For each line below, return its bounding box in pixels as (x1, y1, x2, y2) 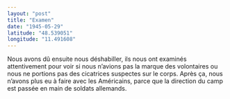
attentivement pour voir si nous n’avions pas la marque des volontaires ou (7, 62, 218, 71)
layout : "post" (7, 10, 51, 17)
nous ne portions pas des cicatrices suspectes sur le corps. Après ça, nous (7, 70, 224, 78)
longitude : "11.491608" (7, 36, 76, 43)
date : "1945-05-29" (7, 23, 64, 30)
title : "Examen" (7, 17, 54, 24)
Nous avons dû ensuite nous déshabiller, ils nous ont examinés (7, 55, 187, 63)
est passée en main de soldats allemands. (7, 84, 127, 93)
